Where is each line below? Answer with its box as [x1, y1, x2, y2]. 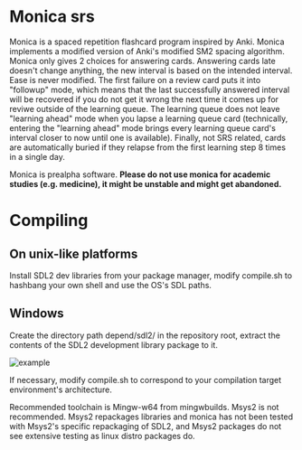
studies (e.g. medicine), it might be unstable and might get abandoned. [9, 178, 282, 189]
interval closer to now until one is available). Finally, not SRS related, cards [9, 132, 287, 143]
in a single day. [9, 151, 66, 162]
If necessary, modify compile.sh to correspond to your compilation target [9, 374, 282, 385]
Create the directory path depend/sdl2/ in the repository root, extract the [9, 330, 280, 341]
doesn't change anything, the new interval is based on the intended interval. [9, 65, 293, 76]
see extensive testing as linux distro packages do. [9, 430, 196, 441]
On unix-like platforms [9, 246, 138, 261]
